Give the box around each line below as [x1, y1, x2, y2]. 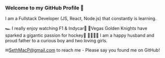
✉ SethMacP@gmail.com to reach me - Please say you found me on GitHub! [5, 47, 160, 53]
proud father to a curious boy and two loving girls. [5, 38, 108, 44]
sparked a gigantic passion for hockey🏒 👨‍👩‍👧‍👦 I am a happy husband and [5, 32, 155, 38]
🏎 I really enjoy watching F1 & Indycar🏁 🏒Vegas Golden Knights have [5, 26, 148, 31]
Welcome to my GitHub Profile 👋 [5, 4, 84, 11]
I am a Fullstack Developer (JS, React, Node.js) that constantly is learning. [5, 16, 157, 22]
